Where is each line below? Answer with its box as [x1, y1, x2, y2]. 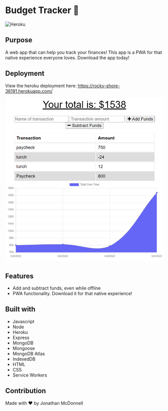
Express [12, 334, 30, 340]
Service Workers [12, 372, 47, 378]
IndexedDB [12, 356, 36, 362]
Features [5, 272, 34, 280]
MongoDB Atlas [12, 350, 45, 357]
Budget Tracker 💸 [5, 5, 79, 16]
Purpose [5, 36, 33, 44]
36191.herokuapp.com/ [5, 88, 53, 94]
